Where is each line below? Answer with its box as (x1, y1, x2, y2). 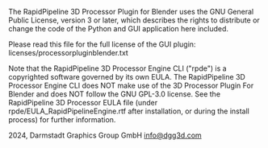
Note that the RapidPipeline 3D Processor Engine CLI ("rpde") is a (8, 64, 228, 73)
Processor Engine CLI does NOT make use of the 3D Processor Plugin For (8, 80, 254, 90)
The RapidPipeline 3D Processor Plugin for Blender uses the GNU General (8, 7, 254, 16)
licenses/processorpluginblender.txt (8, 48, 129, 57)
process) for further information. (8, 115, 116, 124)
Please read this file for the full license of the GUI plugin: (8, 39, 196, 49)
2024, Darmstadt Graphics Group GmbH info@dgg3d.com (8, 130, 202, 140)
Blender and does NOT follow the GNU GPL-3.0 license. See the (8, 89, 220, 99)
